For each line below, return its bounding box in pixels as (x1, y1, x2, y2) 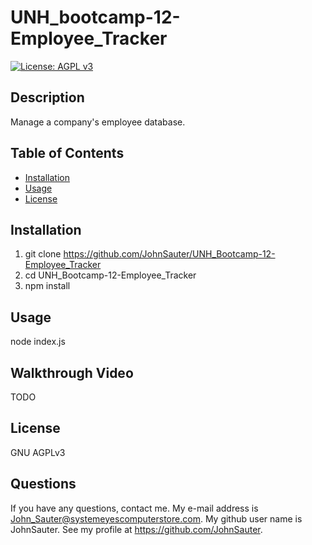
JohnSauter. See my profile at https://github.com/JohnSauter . (10, 523, 263, 535)
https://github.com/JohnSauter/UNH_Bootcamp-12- (63, 248, 276, 260)
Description (10, 89, 85, 106)
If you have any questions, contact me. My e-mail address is (10, 502, 259, 514)
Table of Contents (10, 145, 125, 162)
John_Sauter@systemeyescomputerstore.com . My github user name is (10, 512, 303, 525)
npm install (24, 280, 71, 292)
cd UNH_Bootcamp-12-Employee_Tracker (24, 269, 197, 281)
